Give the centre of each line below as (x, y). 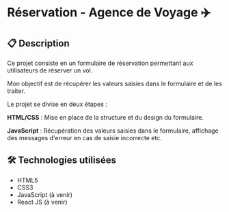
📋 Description (38, 43)
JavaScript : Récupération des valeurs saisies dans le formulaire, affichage (113, 131)
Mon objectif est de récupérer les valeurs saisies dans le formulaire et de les (114, 83)
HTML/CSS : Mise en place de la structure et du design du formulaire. (105, 117)
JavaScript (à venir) (45, 194)
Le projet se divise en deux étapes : (57, 104)
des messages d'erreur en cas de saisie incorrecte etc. (84, 138)
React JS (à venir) (42, 202)
